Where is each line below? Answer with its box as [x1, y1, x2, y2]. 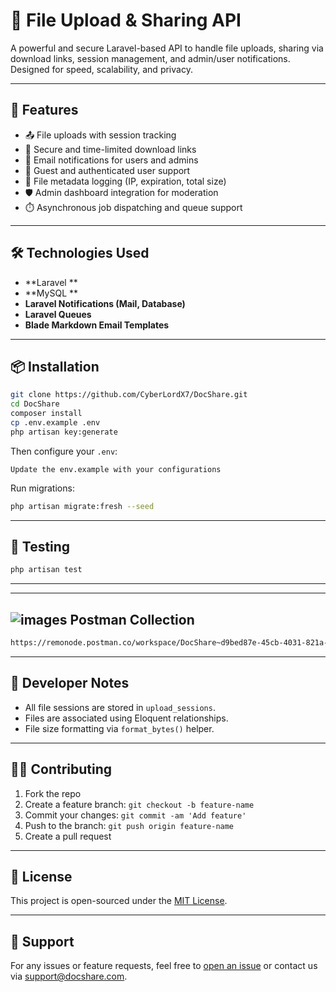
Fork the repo [24, 787, 82, 799]
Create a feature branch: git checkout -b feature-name [24, 798, 255, 810]
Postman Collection [69, 611, 195, 628]
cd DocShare [10, 399, 60, 409]
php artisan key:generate [10, 427, 118, 437]
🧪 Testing [10, 539, 71, 556]
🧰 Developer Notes [10, 675, 130, 692]
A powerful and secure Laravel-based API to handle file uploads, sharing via [10, 42, 324, 54]
